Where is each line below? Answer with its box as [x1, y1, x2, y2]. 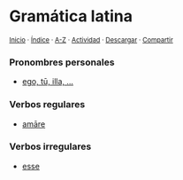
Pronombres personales [9, 56, 115, 68]
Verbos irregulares [9, 140, 92, 153]
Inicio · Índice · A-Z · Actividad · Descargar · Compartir [9, 35, 174, 44]
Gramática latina [9, 6, 133, 27]
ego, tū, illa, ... [21, 76, 73, 87]
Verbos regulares [9, 98, 86, 111]
